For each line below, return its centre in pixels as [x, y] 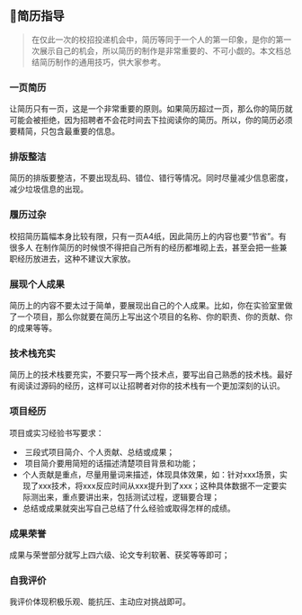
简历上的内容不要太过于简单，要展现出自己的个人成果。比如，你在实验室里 [147, 305]
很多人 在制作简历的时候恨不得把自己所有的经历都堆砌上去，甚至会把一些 [144, 247]
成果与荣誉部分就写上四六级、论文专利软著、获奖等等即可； [120, 555]
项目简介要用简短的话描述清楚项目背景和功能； [111, 463]
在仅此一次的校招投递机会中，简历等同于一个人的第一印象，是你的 [153, 40]
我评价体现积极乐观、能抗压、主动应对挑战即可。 [100, 602]
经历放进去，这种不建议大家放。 [76, 258]
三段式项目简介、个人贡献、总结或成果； [100, 451]
